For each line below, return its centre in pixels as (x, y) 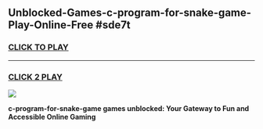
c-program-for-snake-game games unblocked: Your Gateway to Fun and (129, 108)
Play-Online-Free (51, 25)
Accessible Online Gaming (52, 116)
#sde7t (113, 25)
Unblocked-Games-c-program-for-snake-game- (130, 13)
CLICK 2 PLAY (35, 77)
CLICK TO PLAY (38, 48)
